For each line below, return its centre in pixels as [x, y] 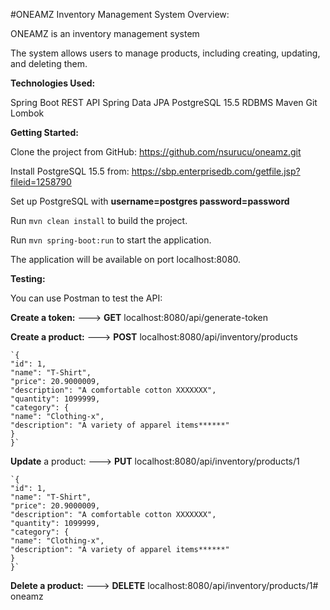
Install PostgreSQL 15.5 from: [70, 171]
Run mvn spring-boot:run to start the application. [111, 240]
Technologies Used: [53, 83]
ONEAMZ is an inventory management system [105, 33]
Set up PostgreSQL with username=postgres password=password [150, 201]
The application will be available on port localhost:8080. [126, 259]
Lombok [27, 113]
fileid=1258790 [41, 182]
